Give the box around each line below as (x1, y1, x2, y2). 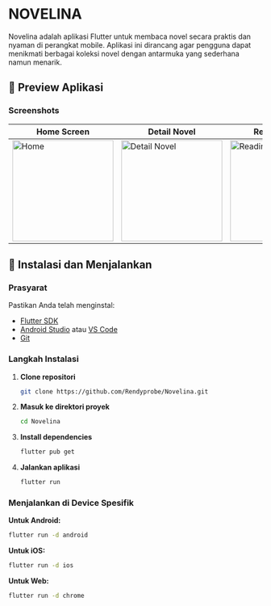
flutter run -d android (8, 531, 89, 540)
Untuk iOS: (8, 546, 46, 556)
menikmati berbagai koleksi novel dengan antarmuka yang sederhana (8, 48, 240, 58)
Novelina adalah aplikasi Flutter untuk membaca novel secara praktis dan (8, 32, 252, 41)
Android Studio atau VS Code (19, 325, 119, 335)
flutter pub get (19, 448, 75, 457)
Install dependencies (19, 432, 93, 442)
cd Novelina (19, 418, 60, 426)
